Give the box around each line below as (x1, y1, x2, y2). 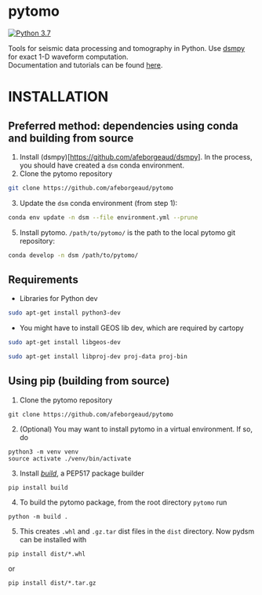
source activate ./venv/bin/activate (8, 454, 132, 462)
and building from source (8, 131, 134, 145)
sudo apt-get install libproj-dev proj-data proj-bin (8, 353, 188, 361)
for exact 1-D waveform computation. (8, 52, 129, 61)
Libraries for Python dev (19, 294, 98, 303)
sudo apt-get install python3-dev (8, 309, 122, 317)
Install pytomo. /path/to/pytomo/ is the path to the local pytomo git (19, 227, 236, 237)
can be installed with (19, 534, 87, 544)
